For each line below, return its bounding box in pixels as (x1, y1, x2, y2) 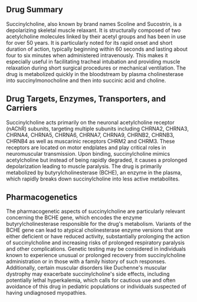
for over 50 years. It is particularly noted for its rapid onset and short (6, 39, 173, 46)
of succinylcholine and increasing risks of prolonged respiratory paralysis (6, 239, 185, 247)
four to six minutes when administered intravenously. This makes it (6, 51, 168, 58)
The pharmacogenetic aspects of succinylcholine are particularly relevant (6, 208, 186, 215)
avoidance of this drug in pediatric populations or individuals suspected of (6, 283, 187, 290)
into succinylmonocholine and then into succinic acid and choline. (6, 77, 166, 84)
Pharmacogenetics (6, 192, 78, 202)
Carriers (6, 103, 37, 113)
